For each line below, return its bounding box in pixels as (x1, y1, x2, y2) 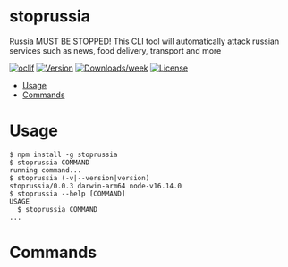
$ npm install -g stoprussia (9, 150, 118, 159)
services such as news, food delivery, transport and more (9, 45, 222, 55)
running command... (9, 165, 82, 175)
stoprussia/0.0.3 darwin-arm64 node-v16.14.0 (9, 181, 182, 190)
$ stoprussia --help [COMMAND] (9, 189, 126, 198)
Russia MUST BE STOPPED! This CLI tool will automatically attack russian (9, 36, 280, 46)
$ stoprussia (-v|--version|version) (9, 173, 150, 182)
